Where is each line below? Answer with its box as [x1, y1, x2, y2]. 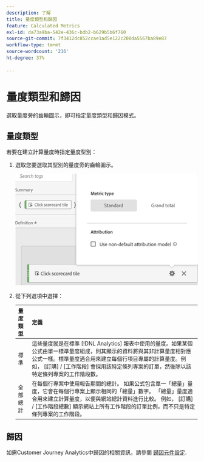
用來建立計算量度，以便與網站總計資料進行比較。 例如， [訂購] [37, 395, 193, 402]
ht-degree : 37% [6, 55, 45, 61]
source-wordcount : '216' [6, 49, 69, 55]
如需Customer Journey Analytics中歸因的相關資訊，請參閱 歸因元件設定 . [6, 449, 187, 457]
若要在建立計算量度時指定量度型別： [6, 148, 97, 155]
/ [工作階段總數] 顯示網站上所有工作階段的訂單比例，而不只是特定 [32, 403, 195, 410]
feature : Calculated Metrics [6, 23, 80, 29]
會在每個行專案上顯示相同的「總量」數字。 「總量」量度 [47, 388, 188, 395]
